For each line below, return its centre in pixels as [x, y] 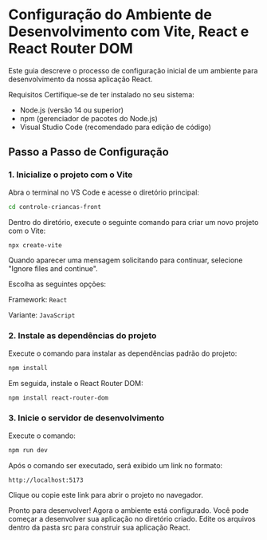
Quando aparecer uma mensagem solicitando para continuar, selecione [126, 260]
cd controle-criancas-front [55, 207]
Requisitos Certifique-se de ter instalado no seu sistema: [102, 94]
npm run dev [28, 450]
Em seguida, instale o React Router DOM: [76, 383]
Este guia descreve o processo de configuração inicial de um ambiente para [133, 70]
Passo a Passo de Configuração [88, 152]
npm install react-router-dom [59, 398]
